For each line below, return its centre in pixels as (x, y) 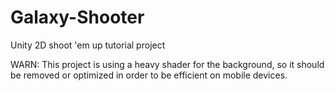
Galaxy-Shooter (77, 17)
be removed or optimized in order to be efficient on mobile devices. (149, 75)
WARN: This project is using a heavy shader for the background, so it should (167, 64)
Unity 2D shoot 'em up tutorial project (88, 45)
